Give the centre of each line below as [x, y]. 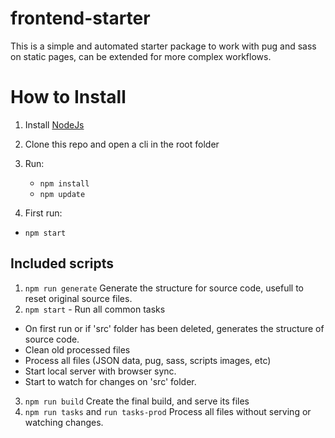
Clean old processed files [77, 349]
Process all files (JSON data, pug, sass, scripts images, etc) [148, 360]
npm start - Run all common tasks [95, 309]
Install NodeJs [54, 124]
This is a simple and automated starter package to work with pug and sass [163, 46]
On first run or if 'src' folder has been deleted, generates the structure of [174, 328]
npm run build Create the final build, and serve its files [137, 401]
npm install [64, 183]
